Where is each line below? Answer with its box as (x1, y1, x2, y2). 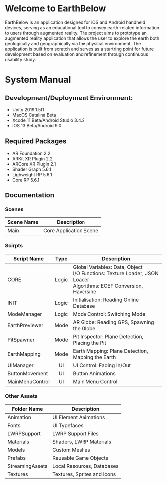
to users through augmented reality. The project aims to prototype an (5, 30, 147, 36)
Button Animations (73, 370, 116, 377)
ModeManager (7, 310, 42, 317)
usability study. (5, 56, 36, 62)
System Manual (5, 74, 71, 85)
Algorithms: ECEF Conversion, (73, 282, 143, 289)
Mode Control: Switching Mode (73, 310, 146, 317)
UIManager (7, 362, 34, 369)
